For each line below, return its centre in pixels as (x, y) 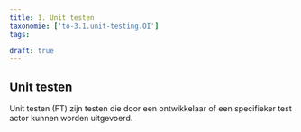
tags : (19, 34)
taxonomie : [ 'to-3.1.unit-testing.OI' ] (84, 26)
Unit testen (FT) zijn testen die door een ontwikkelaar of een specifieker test (150, 109)
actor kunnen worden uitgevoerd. (71, 119)
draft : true (32, 50)
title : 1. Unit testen (52, 18)
